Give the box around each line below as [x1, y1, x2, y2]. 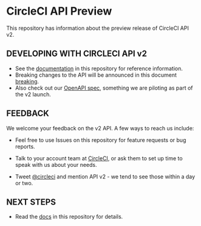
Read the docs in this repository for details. [15, 213, 123, 221]
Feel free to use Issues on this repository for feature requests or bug [15, 136, 186, 144]
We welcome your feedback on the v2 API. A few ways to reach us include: [6, 124, 194, 132]
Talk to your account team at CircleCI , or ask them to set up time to [15, 154, 183, 162]
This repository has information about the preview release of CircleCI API [6, 24, 189, 32]
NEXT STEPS [6, 197, 56, 207]
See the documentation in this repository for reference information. [15, 65, 183, 72]
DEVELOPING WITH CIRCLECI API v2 [6, 49, 148, 59]
